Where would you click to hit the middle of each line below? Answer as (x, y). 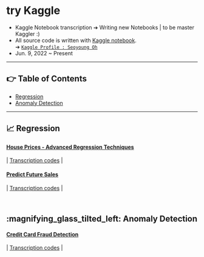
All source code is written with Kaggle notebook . (76, 40)
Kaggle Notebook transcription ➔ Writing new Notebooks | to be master (105, 27)
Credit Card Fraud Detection (42, 234)
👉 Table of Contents (46, 79)
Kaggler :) (28, 33)
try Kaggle (33, 11)
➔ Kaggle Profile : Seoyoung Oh (56, 47)
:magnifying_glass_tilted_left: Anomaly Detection (102, 218)
